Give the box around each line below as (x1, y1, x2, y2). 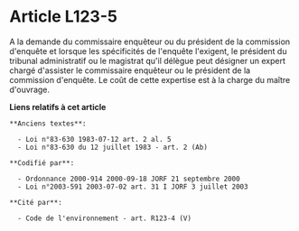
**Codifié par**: (9, 158, 75, 168)
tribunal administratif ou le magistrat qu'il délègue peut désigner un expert (9, 55, 286, 66)
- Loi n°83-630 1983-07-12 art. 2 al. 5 (17, 134, 172, 143)
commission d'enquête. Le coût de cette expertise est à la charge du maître (9, 74, 291, 85)
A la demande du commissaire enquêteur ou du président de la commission (9, 36, 291, 47)
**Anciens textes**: (9, 119, 88, 128)
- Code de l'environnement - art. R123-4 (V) (17, 214, 192, 223)
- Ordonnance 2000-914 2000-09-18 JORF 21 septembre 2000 (17, 174, 241, 183)
